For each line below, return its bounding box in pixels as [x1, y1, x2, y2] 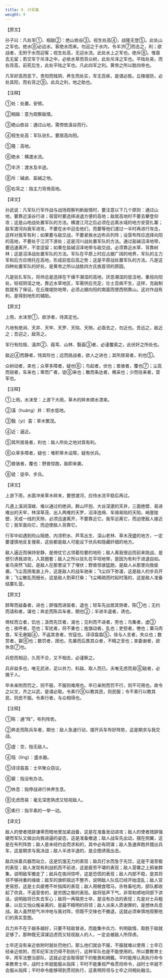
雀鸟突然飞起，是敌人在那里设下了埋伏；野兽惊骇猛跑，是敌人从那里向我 [5, 562, 154, 568]
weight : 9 [5, 12, 26, 17]
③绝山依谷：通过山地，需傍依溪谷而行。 [5, 121, 90, 128]
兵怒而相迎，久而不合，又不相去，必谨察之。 [5, 654, 97, 660]
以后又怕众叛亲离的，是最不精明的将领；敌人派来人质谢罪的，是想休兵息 [13, 902, 163, 908]
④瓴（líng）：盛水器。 [5, 754, 52, 760]
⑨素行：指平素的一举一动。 [5, 807, 64, 813]
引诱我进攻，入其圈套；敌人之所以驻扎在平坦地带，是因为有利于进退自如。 [9, 556, 163, 562]
